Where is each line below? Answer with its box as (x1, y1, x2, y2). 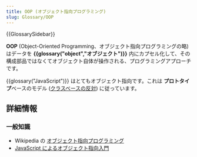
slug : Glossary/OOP (6, 14, 54, 20)
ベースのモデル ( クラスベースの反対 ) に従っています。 (11, 84, 140, 91)
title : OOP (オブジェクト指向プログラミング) (6, 8, 106, 15)
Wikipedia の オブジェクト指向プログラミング (14, 137, 125, 145)
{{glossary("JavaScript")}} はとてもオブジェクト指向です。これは (6, 77, 163, 84)
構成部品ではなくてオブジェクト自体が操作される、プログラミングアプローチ (6, 57, 192, 64)
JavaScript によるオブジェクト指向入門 (14, 145, 109, 152)
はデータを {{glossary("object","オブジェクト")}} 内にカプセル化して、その (6, 50, 191, 57)
